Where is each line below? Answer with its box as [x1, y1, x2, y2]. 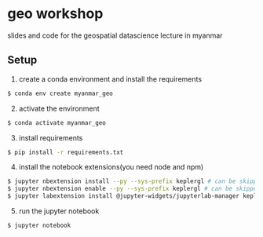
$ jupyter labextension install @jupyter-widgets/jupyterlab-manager [7, 192, 240, 200]
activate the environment [18, 104, 100, 113]
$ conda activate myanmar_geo [7, 118, 107, 126]
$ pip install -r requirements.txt [7, 148, 124, 156]
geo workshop [7, 5, 104, 23]
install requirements [18, 133, 83, 142]
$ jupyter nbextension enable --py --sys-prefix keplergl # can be [7, 185, 233, 193]
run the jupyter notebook [18, 206, 100, 216]
